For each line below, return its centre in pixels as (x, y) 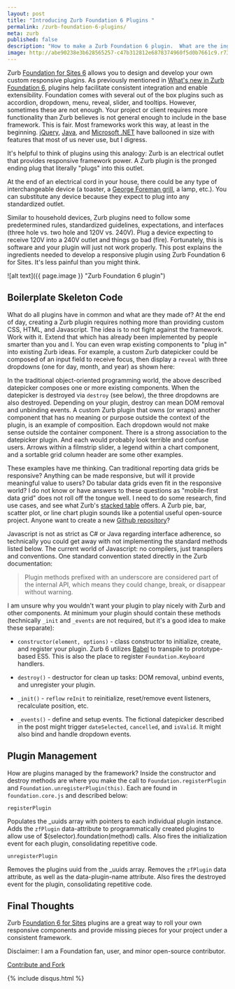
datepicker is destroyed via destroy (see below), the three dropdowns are (113, 395)
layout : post (26, 14)
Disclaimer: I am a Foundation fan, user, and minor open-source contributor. (116, 951)
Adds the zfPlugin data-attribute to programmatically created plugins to (111, 828)
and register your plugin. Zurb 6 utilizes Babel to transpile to (104, 649)
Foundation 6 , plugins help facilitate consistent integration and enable (107, 87)
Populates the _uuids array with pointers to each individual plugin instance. (115, 821)
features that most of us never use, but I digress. (77, 139)
